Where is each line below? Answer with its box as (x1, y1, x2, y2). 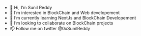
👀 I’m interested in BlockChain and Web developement (9, 10, 120, 16)
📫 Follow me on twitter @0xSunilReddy (9, 26, 90, 31)
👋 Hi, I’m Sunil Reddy (9, 5, 53, 10)
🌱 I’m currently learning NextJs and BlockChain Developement (9, 15, 136, 20)
